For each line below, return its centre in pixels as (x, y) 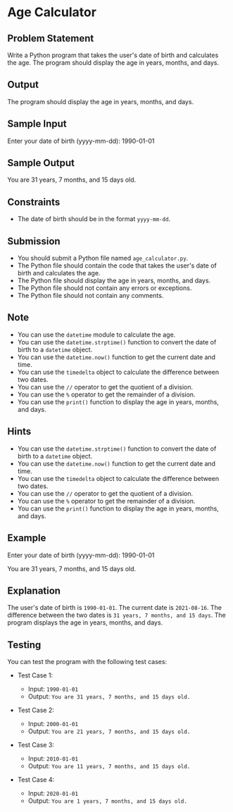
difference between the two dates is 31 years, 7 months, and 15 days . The (117, 615)
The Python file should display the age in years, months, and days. (114, 281)
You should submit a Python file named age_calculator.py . (103, 258)
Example (27, 538)
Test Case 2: (36, 710)
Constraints (34, 202)
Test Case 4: (36, 780)
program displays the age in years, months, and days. (85, 623)
